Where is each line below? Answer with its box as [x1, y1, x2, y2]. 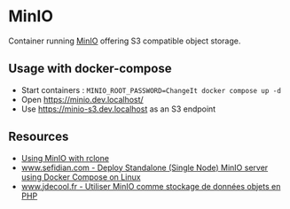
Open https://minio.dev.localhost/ [20, 94, 144, 104]
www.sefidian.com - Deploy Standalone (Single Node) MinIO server [20, 162, 269, 173]
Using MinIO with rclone [20, 152, 110, 163]
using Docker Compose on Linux [20, 171, 141, 182]
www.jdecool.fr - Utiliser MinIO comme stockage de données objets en [20, 181, 281, 191]
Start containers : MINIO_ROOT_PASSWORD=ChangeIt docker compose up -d [20, 84, 281, 95]
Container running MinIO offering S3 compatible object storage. [8, 35, 241, 46]
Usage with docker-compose [8, 61, 172, 76]
